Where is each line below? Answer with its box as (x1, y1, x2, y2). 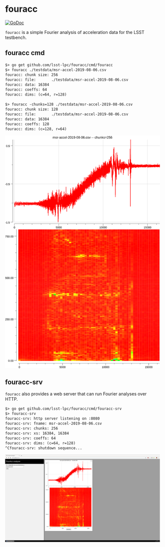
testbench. (5, 34, 27, 40)
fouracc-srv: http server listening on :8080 (5, 416, 100, 421)
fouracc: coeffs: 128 (5, 122, 50, 127)
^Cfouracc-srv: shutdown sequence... (5, 446, 82, 451)
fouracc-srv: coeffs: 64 (5, 436, 56, 441)
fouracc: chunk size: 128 (5, 107, 58, 112)
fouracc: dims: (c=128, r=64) (5, 127, 67, 131)
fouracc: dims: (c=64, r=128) (5, 92, 67, 97)
